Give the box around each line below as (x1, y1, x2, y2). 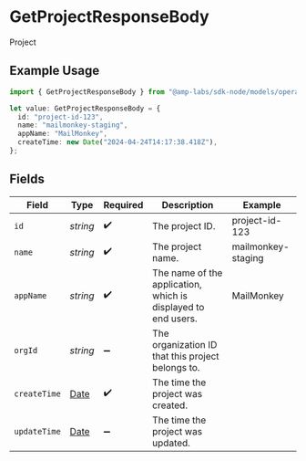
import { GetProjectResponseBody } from (9, 87, 166, 97)
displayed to (151, 300, 205, 313)
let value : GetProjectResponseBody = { (9, 103, 161, 113)
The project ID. (151, 219, 216, 232)
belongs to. (151, 361, 200, 373)
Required (103, 198, 144, 211)
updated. (151, 436, 191, 449)
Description (161, 198, 214, 211)
